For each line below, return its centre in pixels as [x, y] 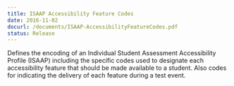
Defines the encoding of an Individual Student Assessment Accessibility [112, 53]
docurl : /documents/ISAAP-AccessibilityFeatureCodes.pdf [93, 27]
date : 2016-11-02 [33, 20]
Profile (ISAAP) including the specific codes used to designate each [106, 61]
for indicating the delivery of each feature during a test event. [97, 76]
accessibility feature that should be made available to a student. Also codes [117, 68]
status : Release [31, 33]
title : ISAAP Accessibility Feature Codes [70, 14]
